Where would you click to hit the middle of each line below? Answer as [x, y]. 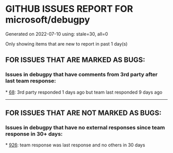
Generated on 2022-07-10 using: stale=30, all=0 [57, 34]
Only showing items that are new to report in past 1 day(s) [66, 43]
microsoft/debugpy [48, 20]
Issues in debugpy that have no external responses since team [85, 127]
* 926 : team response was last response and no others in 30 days [75, 145]
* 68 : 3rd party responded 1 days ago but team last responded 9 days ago [84, 92]
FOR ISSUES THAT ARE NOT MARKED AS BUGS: [83, 113]
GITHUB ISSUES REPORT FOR [69, 9]
